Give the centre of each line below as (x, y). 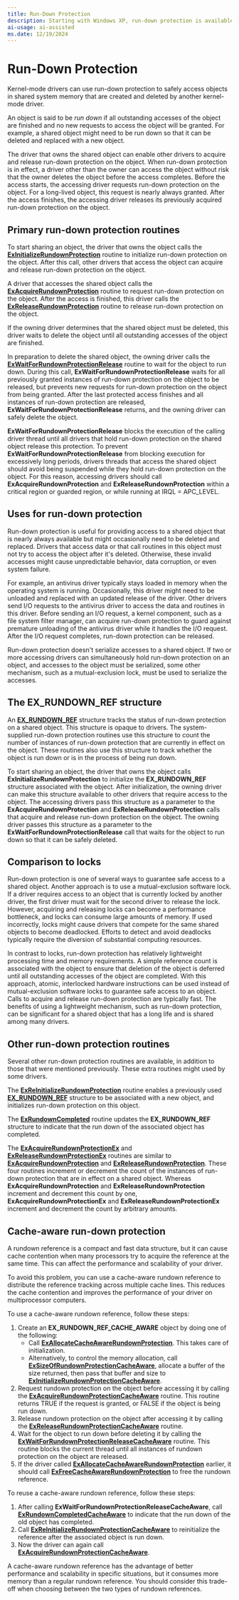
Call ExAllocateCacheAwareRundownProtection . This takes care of (128, 1343)
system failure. (29, 569)
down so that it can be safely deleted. (63, 839)
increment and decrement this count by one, (72, 1194)
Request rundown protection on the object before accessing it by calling (123, 1388)
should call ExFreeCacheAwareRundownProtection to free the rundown (124, 1472)
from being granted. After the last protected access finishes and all (106, 394)
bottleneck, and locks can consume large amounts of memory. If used (110, 917)
